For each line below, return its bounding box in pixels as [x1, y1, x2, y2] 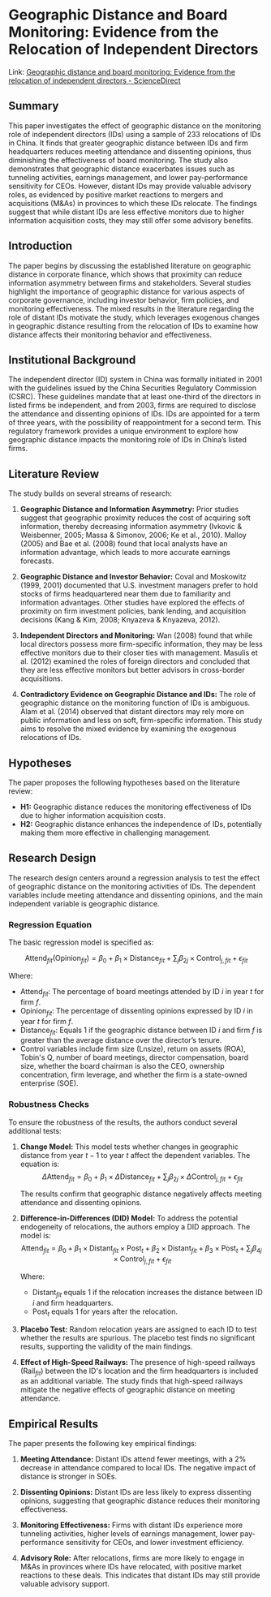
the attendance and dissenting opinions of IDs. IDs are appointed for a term [8, 409, 260, 419]
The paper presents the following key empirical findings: [8, 1439, 197, 1448]
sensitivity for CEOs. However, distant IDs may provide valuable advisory [8, 181, 252, 191]
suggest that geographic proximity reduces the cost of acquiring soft [19, 513, 252, 523]
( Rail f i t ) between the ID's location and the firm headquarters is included [19, 1366, 259, 1377]
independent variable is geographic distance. [8, 898, 160, 908]
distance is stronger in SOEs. [19, 1471, 118, 1482]
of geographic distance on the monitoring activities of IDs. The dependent [8, 881, 256, 891]
